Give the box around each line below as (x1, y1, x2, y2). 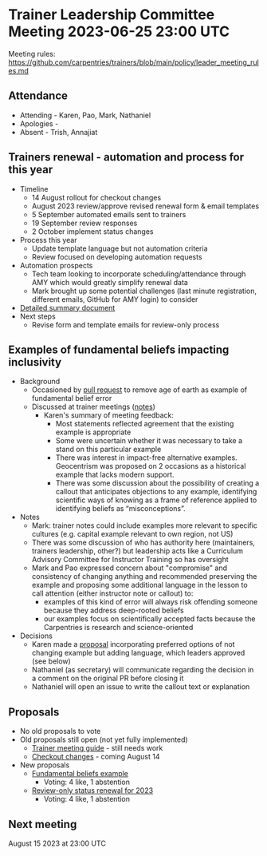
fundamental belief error (31, 394, 112, 403)
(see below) (31, 656, 72, 666)
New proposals (19, 760, 70, 770)
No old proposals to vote (19, 727, 101, 736)
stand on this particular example (55, 445, 162, 454)
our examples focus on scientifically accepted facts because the (43, 614, 256, 624)
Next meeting (8, 817, 77, 831)
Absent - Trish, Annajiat (19, 127, 98, 137)
